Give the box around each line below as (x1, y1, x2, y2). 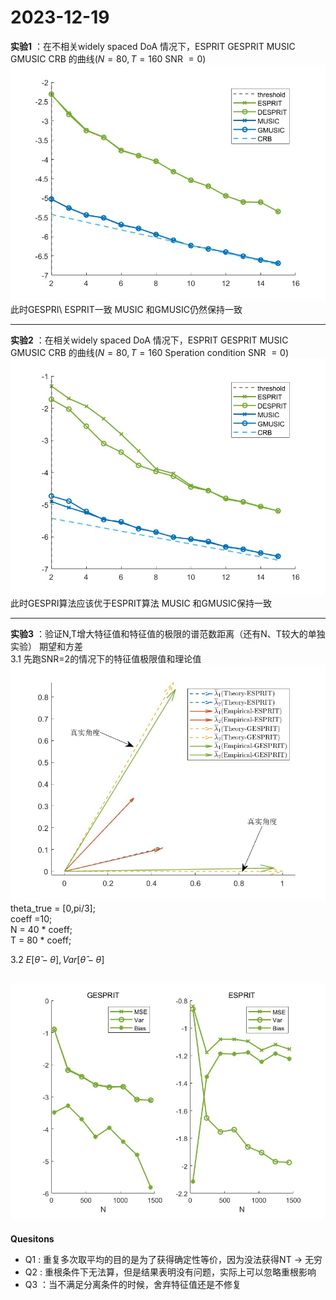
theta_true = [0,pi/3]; (10, 902, 96, 914)
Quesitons (10, 1232, 55, 1245)
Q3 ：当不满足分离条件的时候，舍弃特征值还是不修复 (24, 1278, 242, 1290)
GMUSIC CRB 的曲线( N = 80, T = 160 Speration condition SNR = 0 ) (10, 346, 290, 358)
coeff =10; (10, 912, 53, 925)
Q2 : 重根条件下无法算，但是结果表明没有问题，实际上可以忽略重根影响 (24, 1266, 317, 1278)
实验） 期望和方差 (10, 640, 83, 652)
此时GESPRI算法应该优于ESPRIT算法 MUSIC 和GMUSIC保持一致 (10, 597, 273, 609)
